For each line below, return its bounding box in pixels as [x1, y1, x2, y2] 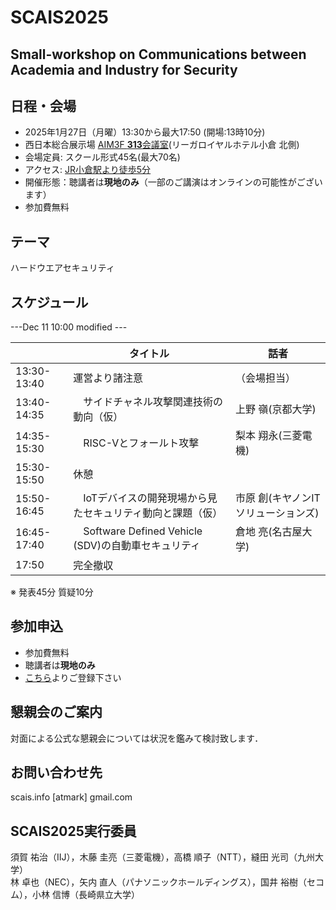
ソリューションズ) [234, 506, 320, 520]
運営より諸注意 [73, 371, 143, 385]
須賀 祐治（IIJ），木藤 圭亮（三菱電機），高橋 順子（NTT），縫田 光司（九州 [10, 851, 315, 863]
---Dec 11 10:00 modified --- [10, 321, 128, 333]
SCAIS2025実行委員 [10, 822, 137, 840]
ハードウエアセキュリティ [10, 262, 115, 274]
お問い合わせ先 [10, 764, 103, 781]
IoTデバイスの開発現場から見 [83, 491, 218, 505]
